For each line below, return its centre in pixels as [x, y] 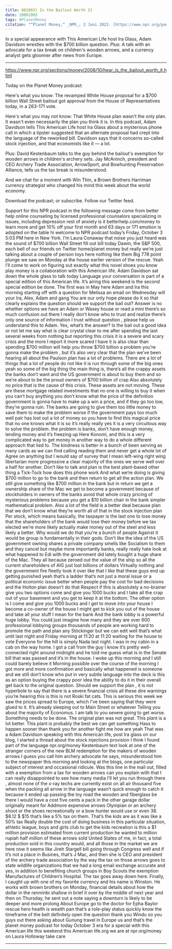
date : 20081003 [21, 15]
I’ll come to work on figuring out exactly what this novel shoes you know [81, 265]
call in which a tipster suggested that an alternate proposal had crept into [82, 133]
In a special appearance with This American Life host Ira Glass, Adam [79, 39]
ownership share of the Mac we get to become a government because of [82, 489]
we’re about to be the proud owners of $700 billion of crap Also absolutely [84, 380]
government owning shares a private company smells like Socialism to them [85, 544]
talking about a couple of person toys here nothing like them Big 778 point [83, 254]
